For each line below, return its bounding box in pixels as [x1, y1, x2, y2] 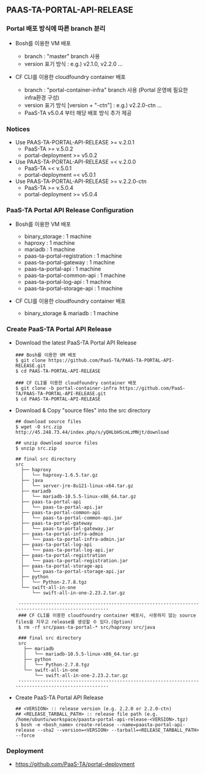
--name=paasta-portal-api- [116, 721, 185, 727]
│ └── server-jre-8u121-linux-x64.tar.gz [21, 483, 133, 489]
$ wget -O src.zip [15, 423, 62, 430]
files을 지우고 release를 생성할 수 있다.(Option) [15, 619, 133, 625]
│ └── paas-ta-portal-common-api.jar [21, 515, 122, 521]
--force [15, 732, 35, 739]
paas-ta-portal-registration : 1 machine [24, 252, 122, 259]
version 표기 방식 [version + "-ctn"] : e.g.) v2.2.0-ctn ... [24, 101, 162, 109]
